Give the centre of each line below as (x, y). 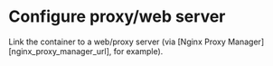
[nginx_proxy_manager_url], (60, 51)
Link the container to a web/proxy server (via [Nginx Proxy (118, 42)
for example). (138, 51)
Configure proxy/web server (117, 17)
